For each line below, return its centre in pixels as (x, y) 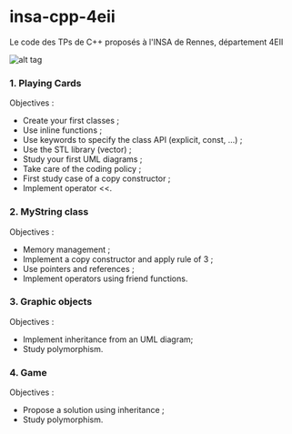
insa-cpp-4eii (62, 17)
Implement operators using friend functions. (105, 278)
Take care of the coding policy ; (82, 169)
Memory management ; (66, 249)
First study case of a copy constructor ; (96, 178)
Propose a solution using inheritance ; (94, 410)
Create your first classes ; (71, 121)
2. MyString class (49, 212)
